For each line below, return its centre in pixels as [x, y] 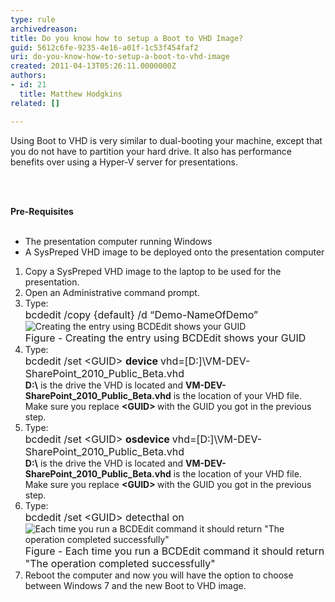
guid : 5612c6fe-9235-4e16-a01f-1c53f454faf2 [104, 47]
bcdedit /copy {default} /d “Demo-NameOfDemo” [141, 314]
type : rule [33, 19]
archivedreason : [44, 29]
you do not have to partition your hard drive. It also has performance [151, 151]
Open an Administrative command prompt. [112, 292]
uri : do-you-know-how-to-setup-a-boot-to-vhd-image [120, 57]
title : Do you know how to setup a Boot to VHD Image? [127, 38]
